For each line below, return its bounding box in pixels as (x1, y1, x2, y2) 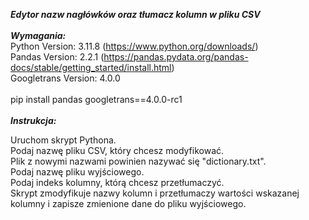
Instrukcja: (10, 115, 57, 126)
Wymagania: (10, 30, 67, 41)
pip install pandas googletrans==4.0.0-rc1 (10, 94, 183, 105)
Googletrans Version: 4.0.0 (10, 72, 121, 84)
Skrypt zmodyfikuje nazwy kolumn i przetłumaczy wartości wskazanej (10, 187, 300, 199)
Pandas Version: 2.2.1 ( (10, 51, 105, 63)
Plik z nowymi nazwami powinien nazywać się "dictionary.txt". (10, 155, 267, 167)
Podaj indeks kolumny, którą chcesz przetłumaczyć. (10, 177, 225, 188)
